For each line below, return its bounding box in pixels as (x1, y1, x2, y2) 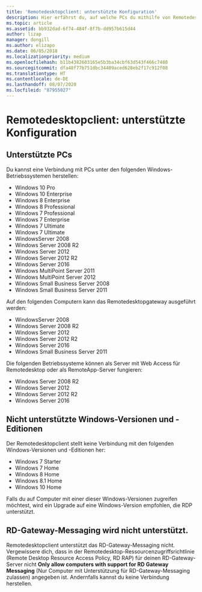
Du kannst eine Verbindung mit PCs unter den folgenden (6, 166, 146, 173)
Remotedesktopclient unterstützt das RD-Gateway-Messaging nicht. (6, 541, 176, 549)
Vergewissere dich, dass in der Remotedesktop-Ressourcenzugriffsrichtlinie (6, 547, 195, 555)
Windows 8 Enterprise (14, 196, 70, 204)
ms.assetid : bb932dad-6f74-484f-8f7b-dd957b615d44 (6, 25, 136, 32)
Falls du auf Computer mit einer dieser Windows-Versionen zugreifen (6, 495, 178, 502)
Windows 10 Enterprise (14, 190, 72, 198)
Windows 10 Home (14, 483, 62, 491)
